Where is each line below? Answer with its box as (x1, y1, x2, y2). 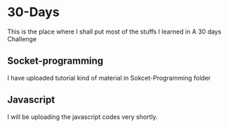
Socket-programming (7, 55, 104, 67)
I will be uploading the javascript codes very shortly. (7, 113, 158, 121)
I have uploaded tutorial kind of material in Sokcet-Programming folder (7, 73, 211, 82)
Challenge (7, 34, 37, 43)
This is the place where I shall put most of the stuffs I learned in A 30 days (7, 27, 222, 36)
